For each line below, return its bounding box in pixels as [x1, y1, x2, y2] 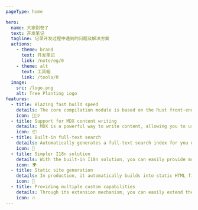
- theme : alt [16, 63, 48, 69]
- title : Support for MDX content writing [11, 118, 117, 124]
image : [11, 80, 27, 86]
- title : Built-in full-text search [11, 134, 101, 140]
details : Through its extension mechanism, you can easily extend [16, 189, 183, 195]
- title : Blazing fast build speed [11, 101, 99, 107]
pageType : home [5, 8, 43, 15]
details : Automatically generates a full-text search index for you [16, 140, 189, 146]
